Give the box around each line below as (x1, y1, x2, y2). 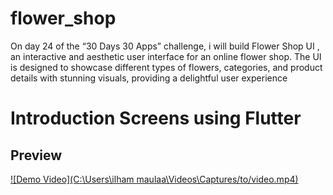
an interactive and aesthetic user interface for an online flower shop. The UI (10, 50, 322, 62)
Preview (10, 147, 63, 164)
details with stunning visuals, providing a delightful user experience (10, 72, 288, 84)
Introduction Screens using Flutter (10, 107, 302, 130)
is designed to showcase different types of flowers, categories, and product (10, 61, 323, 73)
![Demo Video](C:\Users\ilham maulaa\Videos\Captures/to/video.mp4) (10, 173, 299, 185)
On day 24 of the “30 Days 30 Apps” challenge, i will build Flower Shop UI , (10, 40, 320, 52)
